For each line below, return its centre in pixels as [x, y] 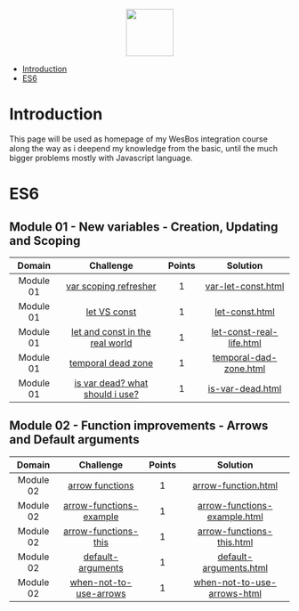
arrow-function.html [235, 485]
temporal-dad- [245, 357]
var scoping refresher [112, 286]
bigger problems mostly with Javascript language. [101, 158]
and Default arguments [74, 440]
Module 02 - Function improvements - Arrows [139, 426]
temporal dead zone [111, 363]
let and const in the [111, 331]
